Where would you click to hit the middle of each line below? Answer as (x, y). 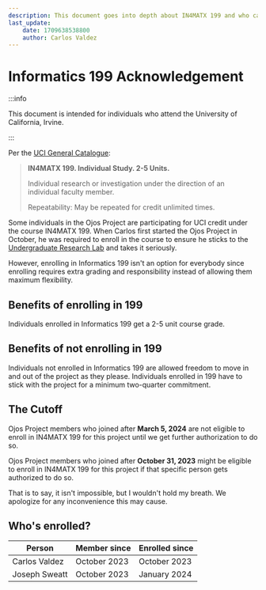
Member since (103, 548)
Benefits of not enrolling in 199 (85, 349)
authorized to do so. (41, 477)
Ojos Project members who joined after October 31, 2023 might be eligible (130, 460)
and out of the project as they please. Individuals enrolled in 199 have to (125, 376)
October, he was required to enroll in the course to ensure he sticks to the (128, 240)
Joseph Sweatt (40, 574)
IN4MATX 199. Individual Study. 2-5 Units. (99, 168)
